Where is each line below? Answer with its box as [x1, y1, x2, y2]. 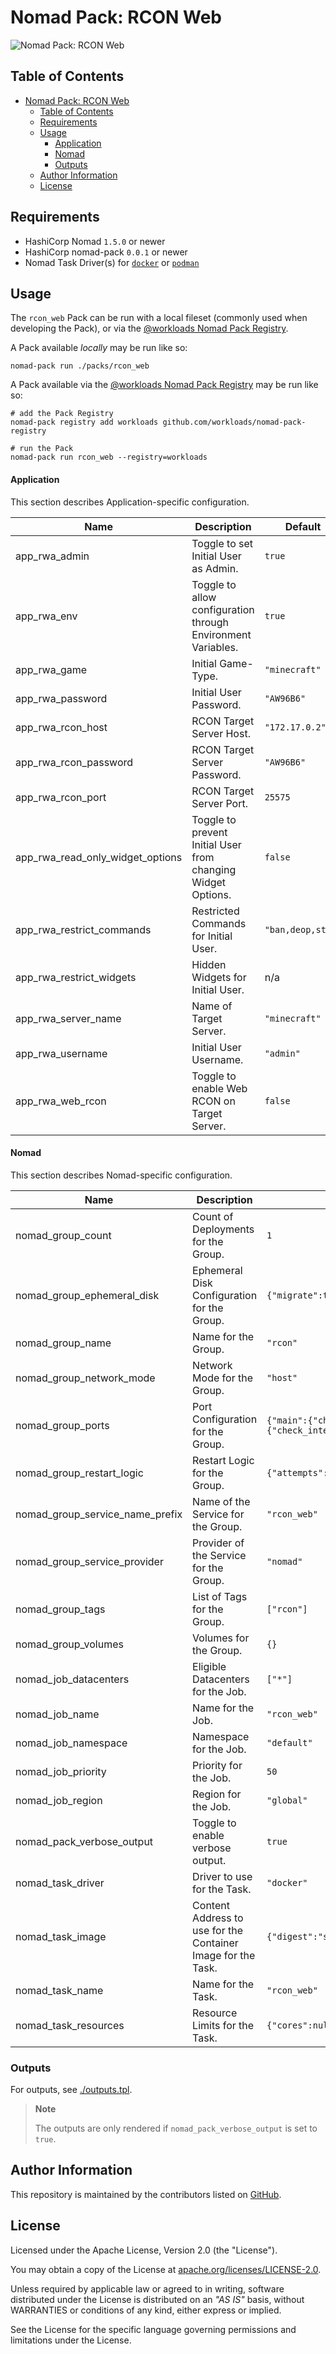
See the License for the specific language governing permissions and [10, 2323, 297, 2335]
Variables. [191, 640, 239, 654]
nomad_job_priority [15, 1764, 107, 1778]
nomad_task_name [15, 1983, 104, 1997]
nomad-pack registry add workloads [10, 417, 159, 428]
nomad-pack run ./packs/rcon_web [10, 361, 150, 371]
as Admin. [191, 561, 239, 575]
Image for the [192, 1948, 256, 1962]
